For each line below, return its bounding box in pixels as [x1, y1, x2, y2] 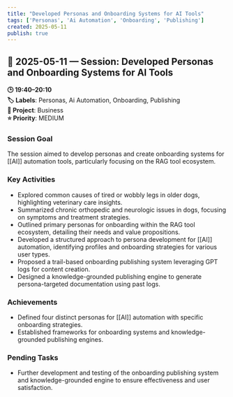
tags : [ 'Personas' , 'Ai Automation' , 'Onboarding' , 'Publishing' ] [7, 17, 204, 24]
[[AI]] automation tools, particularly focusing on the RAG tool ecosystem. [7, 157, 216, 166]
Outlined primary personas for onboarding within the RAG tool [17, 220, 195, 229]
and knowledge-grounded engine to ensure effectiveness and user [17, 376, 211, 384]
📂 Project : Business [7, 106, 64, 115]
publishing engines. [47, 335, 103, 343]
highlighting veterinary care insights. [17, 198, 123, 206]
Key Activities [7, 175, 56, 185]
